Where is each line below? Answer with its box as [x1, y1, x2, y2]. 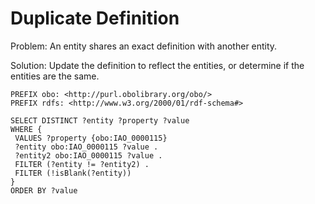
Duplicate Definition [10, 7, 180, 30]
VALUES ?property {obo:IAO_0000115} [14, 133, 168, 143]
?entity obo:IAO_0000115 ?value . [14, 142, 159, 152]
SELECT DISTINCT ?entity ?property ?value [10, 115, 190, 126]
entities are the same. [10, 70, 100, 82]
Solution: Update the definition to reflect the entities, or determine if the [10, 59, 305, 71]
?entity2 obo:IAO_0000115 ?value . [14, 150, 163, 161]
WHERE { [10, 124, 43, 134]
